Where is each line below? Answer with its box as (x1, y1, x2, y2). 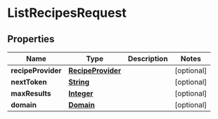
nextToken (11, 77, 47, 87)
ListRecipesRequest (7, 5, 127, 21)
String (68, 77, 90, 87)
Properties (7, 33, 55, 45)
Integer (68, 89, 94, 98)
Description (127, 54, 168, 63)
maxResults (11, 89, 51, 98)
